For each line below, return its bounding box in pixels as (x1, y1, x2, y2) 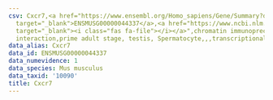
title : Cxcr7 (8, 79, 53, 87)
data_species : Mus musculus (8, 65, 104, 73)
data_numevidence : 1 (8, 57, 79, 65)
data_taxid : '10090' (8, 72, 79, 80)
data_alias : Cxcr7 (8, 42, 71, 50)
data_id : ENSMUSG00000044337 (8, 49, 107, 57)
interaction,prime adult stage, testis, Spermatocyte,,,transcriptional (15, 34, 267, 43)
